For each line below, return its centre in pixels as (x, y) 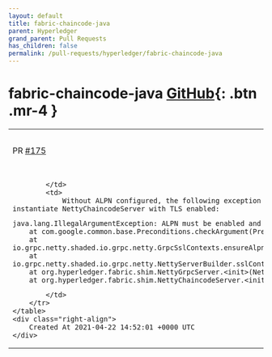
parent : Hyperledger (43, 31)
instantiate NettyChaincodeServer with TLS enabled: (116, 208)
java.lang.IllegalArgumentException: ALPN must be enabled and (137, 223)
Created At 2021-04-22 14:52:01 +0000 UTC (112, 327)
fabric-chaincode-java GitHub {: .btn (133, 93)
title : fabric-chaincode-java (59, 23)
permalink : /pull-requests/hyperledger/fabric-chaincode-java (115, 53)
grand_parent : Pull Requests (57, 38)
